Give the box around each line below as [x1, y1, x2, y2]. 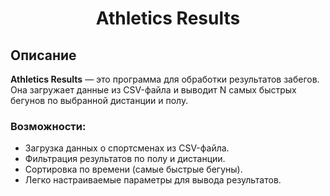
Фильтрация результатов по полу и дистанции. [24, 153, 226, 165]
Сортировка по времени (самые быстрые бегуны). [24, 163, 243, 176]
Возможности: [10, 119, 87, 133]
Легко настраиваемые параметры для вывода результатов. [24, 174, 282, 186]
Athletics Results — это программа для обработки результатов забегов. [10, 73, 320, 85]
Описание [10, 47, 77, 64]
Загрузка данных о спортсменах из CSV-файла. [24, 142, 230, 154]
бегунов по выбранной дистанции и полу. [10, 95, 189, 106]
